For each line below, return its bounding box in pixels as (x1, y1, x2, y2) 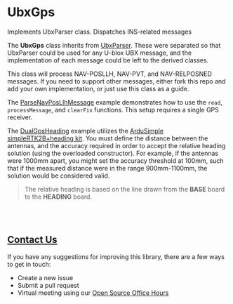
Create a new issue (17, 273, 74, 282)
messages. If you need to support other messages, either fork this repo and (7, 77, 226, 85)
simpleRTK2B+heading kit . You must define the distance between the (7, 134, 208, 143)
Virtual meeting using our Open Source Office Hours (17, 289, 169, 297)
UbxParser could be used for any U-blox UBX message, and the (7, 48, 192, 57)
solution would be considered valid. (7, 171, 110, 180)
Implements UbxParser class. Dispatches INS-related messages (7, 27, 192, 36)
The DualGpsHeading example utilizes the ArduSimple (7, 126, 164, 135)
